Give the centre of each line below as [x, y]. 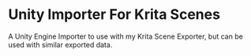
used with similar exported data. [60, 44]
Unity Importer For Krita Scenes [114, 15]
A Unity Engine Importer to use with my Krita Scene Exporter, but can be [126, 36]
